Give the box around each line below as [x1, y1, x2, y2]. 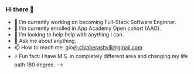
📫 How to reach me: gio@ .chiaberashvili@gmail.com [13, 44, 143, 51]
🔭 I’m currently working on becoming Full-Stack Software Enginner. [13, 19, 176, 26]
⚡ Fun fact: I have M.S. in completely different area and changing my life [13, 53, 188, 60]
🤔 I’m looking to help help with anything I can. [13, 31, 124, 38]
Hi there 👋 [5, 5, 35, 14]
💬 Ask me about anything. [13, 38, 77, 45]
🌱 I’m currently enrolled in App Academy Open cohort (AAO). [13, 25, 161, 32]
